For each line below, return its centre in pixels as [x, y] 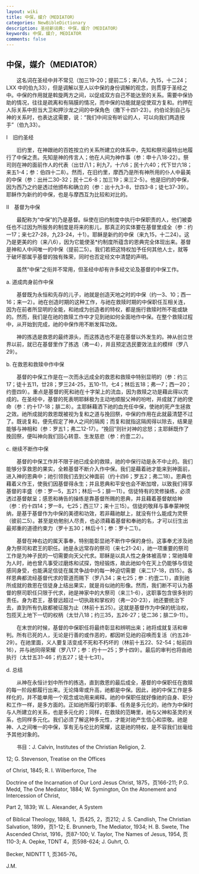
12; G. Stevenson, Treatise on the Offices [56, 759]
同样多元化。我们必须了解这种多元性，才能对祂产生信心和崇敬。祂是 [105, 719]
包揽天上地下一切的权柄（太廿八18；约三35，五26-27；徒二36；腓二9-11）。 [99, 615]
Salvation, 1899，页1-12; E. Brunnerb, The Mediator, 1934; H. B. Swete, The [98, 827]
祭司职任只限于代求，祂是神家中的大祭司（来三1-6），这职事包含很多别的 [105, 592]
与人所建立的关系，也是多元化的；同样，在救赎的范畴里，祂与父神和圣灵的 [97, 712]
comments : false [26, 39]
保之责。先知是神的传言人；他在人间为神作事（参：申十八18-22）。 [102, 157]
